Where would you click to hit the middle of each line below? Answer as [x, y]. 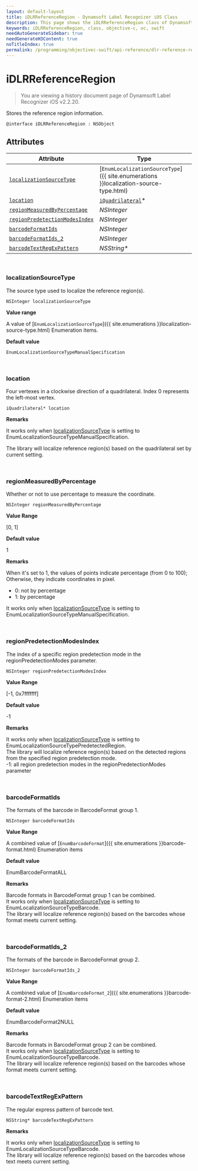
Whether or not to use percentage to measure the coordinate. [81, 494]
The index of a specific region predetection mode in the [74, 654]
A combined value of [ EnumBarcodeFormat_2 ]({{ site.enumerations [85, 993]
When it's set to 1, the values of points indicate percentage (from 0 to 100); [97, 573]
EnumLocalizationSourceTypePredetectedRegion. [66, 746]
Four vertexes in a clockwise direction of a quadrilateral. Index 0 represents [98, 391]
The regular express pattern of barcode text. [60, 1109]
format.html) [21, 849]
